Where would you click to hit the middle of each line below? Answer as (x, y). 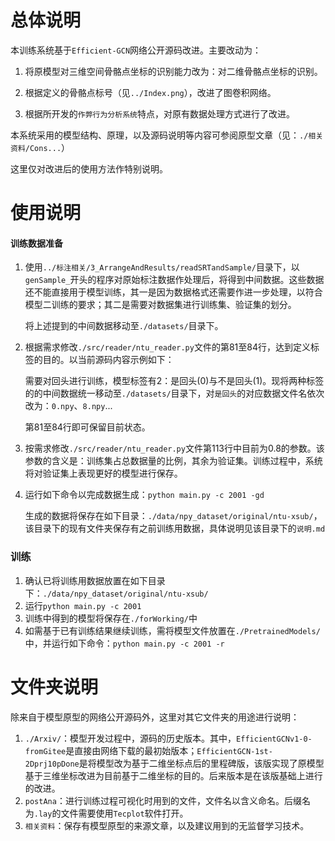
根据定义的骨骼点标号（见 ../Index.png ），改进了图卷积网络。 (150, 92)
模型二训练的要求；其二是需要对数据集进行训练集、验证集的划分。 (160, 305)
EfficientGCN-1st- (234, 751)
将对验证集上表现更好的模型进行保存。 (103, 473)
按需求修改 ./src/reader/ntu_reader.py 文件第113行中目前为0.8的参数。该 (174, 448)
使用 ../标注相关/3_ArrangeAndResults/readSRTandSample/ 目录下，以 (162, 267)
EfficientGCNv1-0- (274, 739)
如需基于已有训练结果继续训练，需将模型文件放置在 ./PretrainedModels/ (172, 630)
